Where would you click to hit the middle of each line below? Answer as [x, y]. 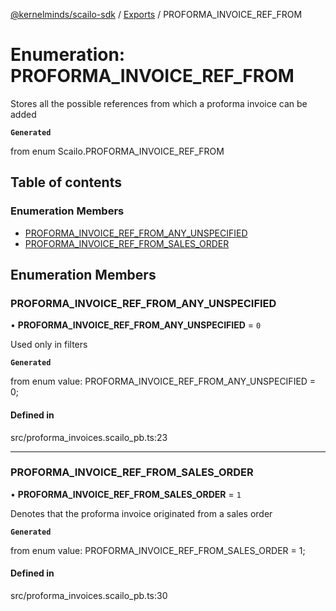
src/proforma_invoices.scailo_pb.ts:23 [89, 437]
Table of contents [66, 182]
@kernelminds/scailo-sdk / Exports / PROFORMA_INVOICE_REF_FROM [156, 14]
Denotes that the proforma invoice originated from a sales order [141, 513]
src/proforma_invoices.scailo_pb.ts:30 [89, 596]
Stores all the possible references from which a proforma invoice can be [159, 103]
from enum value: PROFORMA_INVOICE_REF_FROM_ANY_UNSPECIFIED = [163, 381]
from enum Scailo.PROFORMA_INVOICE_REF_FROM [117, 151]
